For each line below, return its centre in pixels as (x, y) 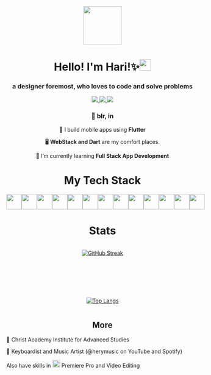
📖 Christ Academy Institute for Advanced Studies (68, 340)
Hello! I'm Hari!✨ (97, 67)
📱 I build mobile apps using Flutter (102, 129)
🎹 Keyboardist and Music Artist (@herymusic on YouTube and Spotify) (95, 352)
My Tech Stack (102, 180)
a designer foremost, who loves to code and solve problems (102, 87)
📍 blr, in (102, 116)
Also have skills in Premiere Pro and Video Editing (73, 366)
